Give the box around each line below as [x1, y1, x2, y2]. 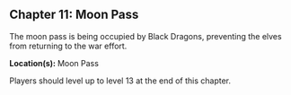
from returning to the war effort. [9, 40, 128, 51]
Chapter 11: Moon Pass [9, 7, 139, 22]
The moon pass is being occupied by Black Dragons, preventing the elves [9, 30, 282, 41]
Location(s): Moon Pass [9, 57, 99, 68]
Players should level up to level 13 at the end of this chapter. [9, 75, 232, 86]
